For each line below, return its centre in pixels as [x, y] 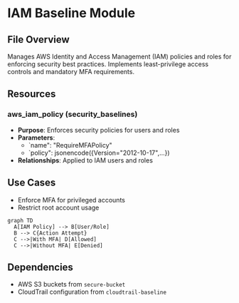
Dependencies [40, 267]
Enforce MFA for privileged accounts [71, 200]
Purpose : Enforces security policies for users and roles [99, 130]
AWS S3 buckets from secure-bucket [71, 284]
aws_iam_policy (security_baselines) [73, 114]
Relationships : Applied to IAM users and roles [85, 160]
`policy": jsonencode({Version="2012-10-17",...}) [99, 153]
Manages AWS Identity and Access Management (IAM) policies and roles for [119, 56]
